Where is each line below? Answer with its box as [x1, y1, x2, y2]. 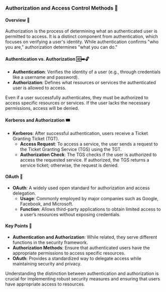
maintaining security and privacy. [12, 260, 81, 266]
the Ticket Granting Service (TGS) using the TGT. [20, 146, 122, 152]
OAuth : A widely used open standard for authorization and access [12, 185, 150, 191]
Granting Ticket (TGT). [12, 135, 59, 141]
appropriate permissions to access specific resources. [12, 250, 126, 256]
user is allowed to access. [12, 85, 66, 91]
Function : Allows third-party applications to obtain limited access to [20, 206, 161, 212]
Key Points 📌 [5, 223, 32, 229]
